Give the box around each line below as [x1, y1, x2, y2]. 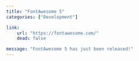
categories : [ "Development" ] [6, 14, 78, 20]
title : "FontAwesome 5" [6, 8, 65, 15]
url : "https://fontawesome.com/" [17, 30, 99, 36]
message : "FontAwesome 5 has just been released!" [6, 46, 134, 52]
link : [6, 25, 20, 30]
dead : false [17, 36, 46, 42]
